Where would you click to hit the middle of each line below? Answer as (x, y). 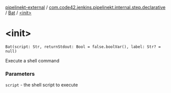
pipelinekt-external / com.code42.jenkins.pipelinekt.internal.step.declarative (86, 7)
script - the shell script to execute (42, 85)
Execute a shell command (32, 60)
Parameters (20, 74)
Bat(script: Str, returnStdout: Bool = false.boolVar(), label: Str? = (83, 47)
